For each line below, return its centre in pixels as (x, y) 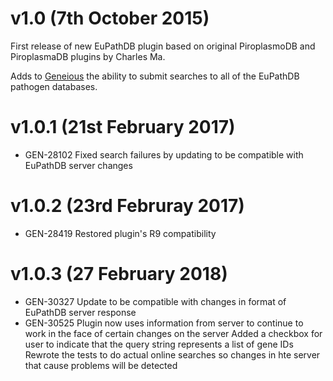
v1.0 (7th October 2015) (110, 18)
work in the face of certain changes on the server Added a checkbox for (173, 333)
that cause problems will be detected (101, 365)
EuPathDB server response (80, 312)
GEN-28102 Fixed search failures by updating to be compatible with (164, 154)
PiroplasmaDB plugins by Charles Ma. (88, 56)
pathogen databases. (54, 86)
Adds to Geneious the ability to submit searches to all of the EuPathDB (155, 76)
